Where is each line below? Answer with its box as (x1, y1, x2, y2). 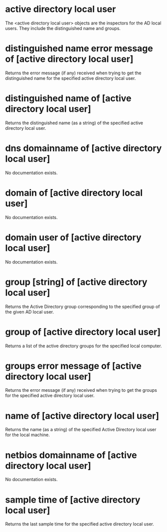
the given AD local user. (5, 308, 54, 315)
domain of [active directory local (5, 187, 143, 198)
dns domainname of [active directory (5, 143, 162, 154)
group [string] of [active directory (5, 276, 148, 287)
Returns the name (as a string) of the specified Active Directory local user (5, 427, 157, 433)
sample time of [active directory (5, 494, 141, 505)
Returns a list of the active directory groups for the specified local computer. (5, 343, 162, 349)
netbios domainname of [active (5, 449, 137, 461)
